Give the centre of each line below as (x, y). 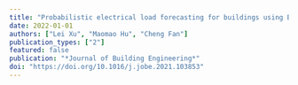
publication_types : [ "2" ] (57, 42)
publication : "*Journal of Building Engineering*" (105, 58)
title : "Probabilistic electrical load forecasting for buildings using (146, 17)
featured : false (39, 50)
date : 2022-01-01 (41, 26)
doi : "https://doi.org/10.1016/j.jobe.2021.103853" (106, 67)
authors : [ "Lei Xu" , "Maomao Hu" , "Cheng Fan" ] (99, 34)
